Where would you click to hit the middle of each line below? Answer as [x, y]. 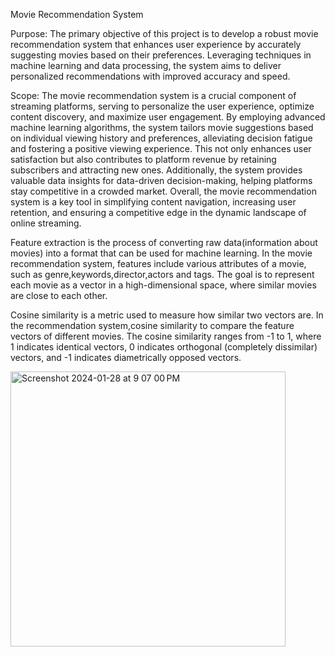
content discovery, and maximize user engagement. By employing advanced [168, 117]
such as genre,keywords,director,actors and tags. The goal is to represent [162, 274]
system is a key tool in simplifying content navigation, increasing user [153, 202]
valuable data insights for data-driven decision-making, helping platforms [161, 180]
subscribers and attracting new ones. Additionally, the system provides [156, 170]
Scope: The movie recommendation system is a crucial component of [153, 95]
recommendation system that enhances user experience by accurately [156, 44]
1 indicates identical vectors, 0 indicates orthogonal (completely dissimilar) [164, 347]
